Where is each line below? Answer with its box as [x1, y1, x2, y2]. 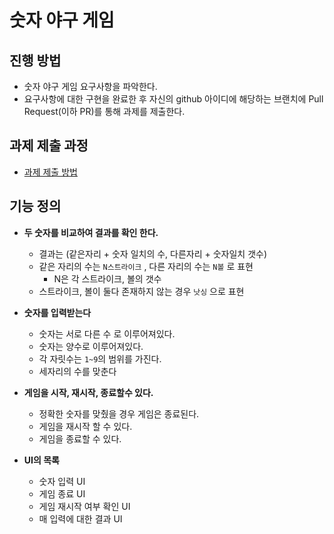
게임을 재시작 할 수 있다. [38, 420, 133, 432]
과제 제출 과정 [9, 137, 89, 155]
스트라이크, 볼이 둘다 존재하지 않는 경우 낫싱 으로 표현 [38, 285, 245, 297]
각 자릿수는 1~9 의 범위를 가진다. [38, 352, 162, 365]
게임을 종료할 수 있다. [38, 432, 122, 445]
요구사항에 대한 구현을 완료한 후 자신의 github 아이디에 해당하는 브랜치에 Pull [23, 93, 324, 105]
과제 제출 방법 [23, 166, 78, 178]
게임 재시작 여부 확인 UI [38, 500, 131, 512]
